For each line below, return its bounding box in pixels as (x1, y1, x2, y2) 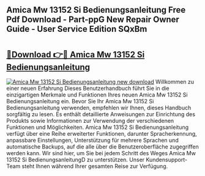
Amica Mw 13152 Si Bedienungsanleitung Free (6, 5, 186, 15)
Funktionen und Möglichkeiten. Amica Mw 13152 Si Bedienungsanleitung (6, 123, 188, 131)
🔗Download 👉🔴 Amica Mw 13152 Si (6, 49, 145, 60)
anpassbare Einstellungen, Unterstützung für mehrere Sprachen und (6, 137, 179, 144)
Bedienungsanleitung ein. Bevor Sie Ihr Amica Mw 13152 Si (6, 98, 154, 105)
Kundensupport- (146, 156, 188, 163)
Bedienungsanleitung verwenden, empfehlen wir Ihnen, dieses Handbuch (6, 104, 192, 111)
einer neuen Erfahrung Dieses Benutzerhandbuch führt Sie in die (6, 85, 170, 92)
